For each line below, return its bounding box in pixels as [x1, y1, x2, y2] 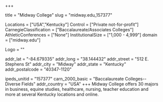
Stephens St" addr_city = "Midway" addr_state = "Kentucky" [5, 61, 127, 67]
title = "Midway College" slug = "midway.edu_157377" [5, 12, 113, 18]
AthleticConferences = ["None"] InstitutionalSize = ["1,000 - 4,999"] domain [5, 32, 158, 38]
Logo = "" [5, 47, 25, 52]
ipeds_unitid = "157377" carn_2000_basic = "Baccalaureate [5, 76, 124, 82]
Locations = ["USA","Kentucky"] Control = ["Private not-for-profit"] [5, 21, 139, 27]
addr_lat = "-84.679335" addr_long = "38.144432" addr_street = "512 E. [5, 56, 149, 61]
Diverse [5, 81, 21, 87]
